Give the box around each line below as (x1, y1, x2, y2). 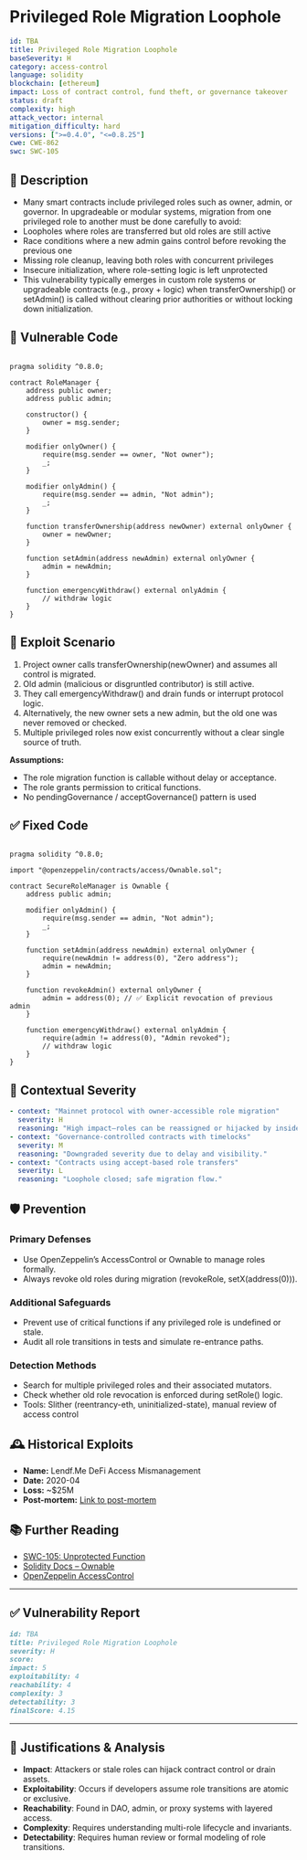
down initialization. (22, 303, 94, 314)
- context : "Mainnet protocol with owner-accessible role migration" (9, 1107, 281, 1116)
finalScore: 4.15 (9, 1706, 76, 1715)
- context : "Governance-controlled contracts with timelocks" (9, 1132, 251, 1141)
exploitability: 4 (9, 1672, 79, 1682)
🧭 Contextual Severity (9, 1083, 137, 1098)
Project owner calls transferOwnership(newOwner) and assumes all (22, 659, 278, 670)
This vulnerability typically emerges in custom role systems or (22, 274, 257, 285)
